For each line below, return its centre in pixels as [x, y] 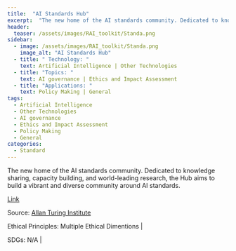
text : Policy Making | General [66, 92]
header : [19, 27]
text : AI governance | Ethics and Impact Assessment [99, 79]
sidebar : [20, 40]
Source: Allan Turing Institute [49, 212]
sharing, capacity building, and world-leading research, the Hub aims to [111, 178]
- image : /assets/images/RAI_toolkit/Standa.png [86, 46]
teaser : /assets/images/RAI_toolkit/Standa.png [85, 33]
